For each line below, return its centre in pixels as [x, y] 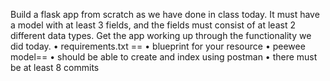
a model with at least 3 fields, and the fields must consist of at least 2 [153, 25]
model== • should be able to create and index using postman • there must [164, 57]
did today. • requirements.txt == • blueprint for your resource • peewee [158, 46]
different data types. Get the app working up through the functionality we [161, 35]
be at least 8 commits [55, 67]
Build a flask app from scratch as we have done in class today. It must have [165, 14]
